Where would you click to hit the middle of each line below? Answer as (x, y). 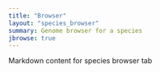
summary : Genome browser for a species (76, 30)
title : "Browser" (38, 16)
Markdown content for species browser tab (80, 61)
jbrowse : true (32, 38)
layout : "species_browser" (54, 23)
